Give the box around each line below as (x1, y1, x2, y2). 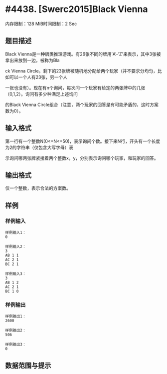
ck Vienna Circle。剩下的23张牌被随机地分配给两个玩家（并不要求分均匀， (5, 67, 158, 73)
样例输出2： (5, 328, 26, 333)
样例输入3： (5, 271, 26, 276)
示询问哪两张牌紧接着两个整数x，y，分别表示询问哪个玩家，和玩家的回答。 (5, 155, 159, 161)
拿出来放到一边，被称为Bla (5, 57, 60, 63)
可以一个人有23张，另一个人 (9, 74, 68, 80)
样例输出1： (5, 314, 26, 319)
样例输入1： (5, 230, 26, 235)
